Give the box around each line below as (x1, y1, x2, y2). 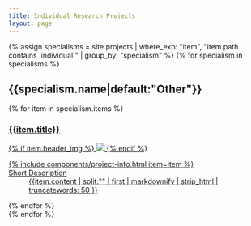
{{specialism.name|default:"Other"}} (8, 82, 202, 96)
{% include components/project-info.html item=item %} (8, 159, 194, 168)
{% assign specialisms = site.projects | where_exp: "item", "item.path (8, 41, 239, 51)
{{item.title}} (8, 124, 61, 135)
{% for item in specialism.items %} (8, 104, 124, 113)
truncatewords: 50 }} (28, 185, 99, 194)
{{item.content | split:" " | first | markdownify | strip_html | (28, 176, 219, 186)
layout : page (8, 19, 53, 28)
